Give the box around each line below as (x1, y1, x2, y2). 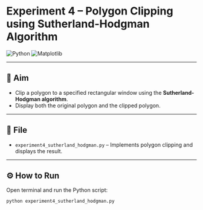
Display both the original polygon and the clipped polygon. (14, 101, 161, 109)
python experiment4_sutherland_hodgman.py (6, 198, 115, 205)
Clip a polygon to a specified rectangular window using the (14, 89, 162, 96)
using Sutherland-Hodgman (6, 17, 150, 31)
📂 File (6, 125, 27, 135)
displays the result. (14, 147, 62, 154)
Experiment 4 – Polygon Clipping (6, 4, 173, 18)
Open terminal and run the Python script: (6, 186, 108, 194)
